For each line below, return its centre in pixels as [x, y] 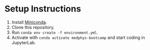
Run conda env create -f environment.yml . [55, 32]
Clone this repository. [33, 27]
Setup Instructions [43, 9]
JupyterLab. [24, 42]
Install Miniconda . [29, 22]
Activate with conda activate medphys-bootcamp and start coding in [78, 37]
